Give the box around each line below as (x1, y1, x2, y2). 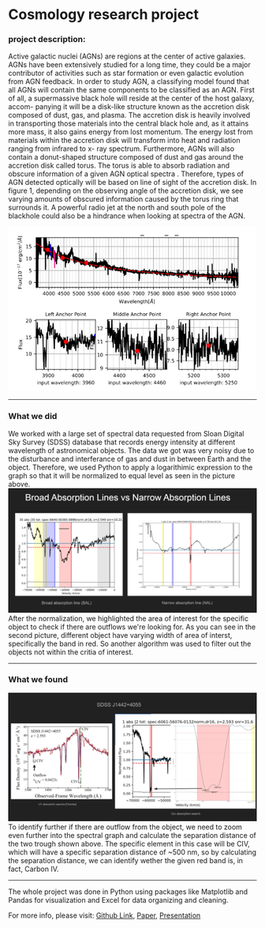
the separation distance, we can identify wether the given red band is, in (8, 855, 243, 865)
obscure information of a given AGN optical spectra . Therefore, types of (8, 169, 244, 179)
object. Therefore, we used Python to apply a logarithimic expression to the (8, 462, 253, 472)
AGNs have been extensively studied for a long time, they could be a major (8, 60, 251, 70)
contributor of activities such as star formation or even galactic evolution (8, 69, 244, 78)
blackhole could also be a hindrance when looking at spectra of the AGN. (8, 211, 246, 221)
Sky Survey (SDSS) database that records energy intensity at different (8, 437, 236, 447)
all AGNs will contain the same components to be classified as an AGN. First (8, 85, 255, 95)
